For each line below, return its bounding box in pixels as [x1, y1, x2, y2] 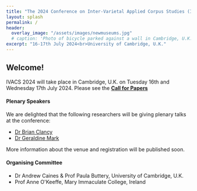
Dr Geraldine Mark [14, 134, 60, 141]
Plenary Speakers [6, 98, 50, 105]
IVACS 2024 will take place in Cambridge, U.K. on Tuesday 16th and [6, 78, 170, 85]
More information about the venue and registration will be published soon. [6, 145, 185, 152]
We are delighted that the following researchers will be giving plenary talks [6, 110, 186, 117]
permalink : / [6, 19, 38, 25]
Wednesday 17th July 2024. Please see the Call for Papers [6, 84, 148, 91]
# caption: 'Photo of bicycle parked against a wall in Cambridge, [11, 36, 180, 41]
